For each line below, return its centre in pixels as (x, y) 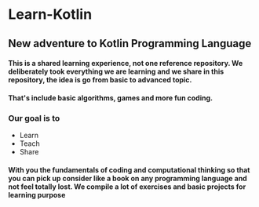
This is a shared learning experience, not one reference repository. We (126, 64)
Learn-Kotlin (50, 15)
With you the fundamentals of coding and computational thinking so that (129, 169)
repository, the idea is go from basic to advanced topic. (100, 80)
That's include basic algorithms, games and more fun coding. (111, 98)
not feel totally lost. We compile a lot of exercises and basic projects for (127, 187)
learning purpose (37, 194)
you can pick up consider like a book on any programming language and (128, 178)
